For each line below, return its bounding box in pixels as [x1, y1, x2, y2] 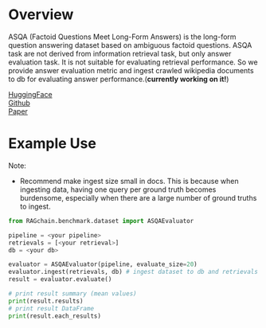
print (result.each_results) [8, 312, 102, 320]
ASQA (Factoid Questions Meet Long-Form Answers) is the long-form [8, 32, 237, 41]
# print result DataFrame [8, 304, 94, 312]
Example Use [8, 135, 97, 153]
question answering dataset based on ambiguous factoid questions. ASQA [8, 40, 252, 49]
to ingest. [19, 201, 51, 211]
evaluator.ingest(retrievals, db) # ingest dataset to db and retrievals [8, 268, 259, 276]
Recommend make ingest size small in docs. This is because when [19, 176, 239, 185]
